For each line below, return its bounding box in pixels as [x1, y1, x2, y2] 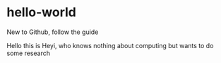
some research [6, 49, 51, 57]
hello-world [6, 4, 77, 21]
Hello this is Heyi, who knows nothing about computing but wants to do [6, 41, 214, 50]
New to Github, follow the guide [6, 28, 99, 36]
